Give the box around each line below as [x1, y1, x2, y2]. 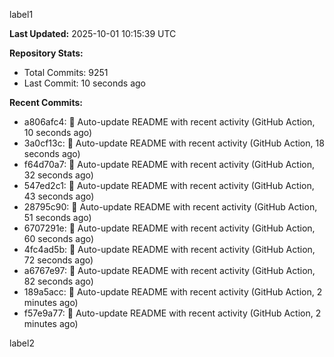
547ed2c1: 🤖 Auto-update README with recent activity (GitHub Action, [23, 180, 315, 191]
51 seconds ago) [23, 212, 92, 223]
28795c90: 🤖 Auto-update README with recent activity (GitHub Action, [23, 201, 318, 213]
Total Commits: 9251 [23, 67, 109, 78]
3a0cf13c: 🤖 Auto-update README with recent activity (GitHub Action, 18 [23, 137, 325, 149]
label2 [9, 337, 35, 349]
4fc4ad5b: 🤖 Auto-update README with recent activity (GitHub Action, [23, 244, 316, 255]
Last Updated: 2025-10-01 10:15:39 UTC [9, 28, 177, 39]
